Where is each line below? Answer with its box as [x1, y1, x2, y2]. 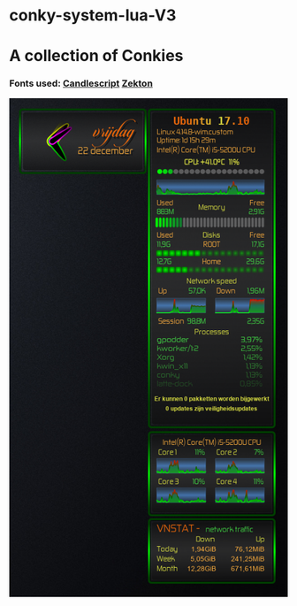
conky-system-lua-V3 [9, 5, 177, 26]
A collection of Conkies [9, 46, 184, 66]
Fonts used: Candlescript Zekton [9, 77, 153, 89]
